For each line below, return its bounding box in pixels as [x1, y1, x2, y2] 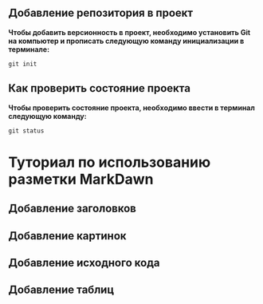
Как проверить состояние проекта [8, 81, 191, 95]
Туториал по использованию [8, 153, 211, 171]
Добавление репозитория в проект [8, 6, 194, 20]
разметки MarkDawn [8, 170, 154, 188]
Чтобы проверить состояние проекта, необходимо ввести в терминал [8, 103, 255, 113]
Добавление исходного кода [8, 255, 161, 270]
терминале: [8, 44, 50, 54]
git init [8, 60, 37, 68]
